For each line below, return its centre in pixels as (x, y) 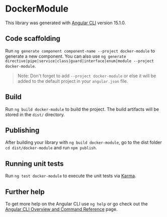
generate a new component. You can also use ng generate (66, 56)
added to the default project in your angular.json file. (73, 81)
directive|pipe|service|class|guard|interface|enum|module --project (80, 61)
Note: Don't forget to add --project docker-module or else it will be (87, 76)
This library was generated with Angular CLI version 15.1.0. (66, 23)
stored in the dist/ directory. (35, 115)
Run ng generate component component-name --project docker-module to (80, 50)
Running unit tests (34, 164)
